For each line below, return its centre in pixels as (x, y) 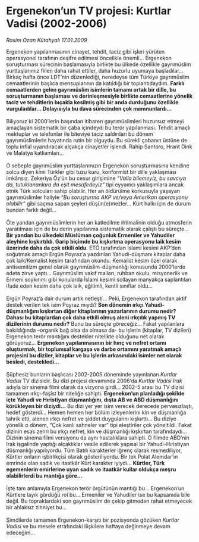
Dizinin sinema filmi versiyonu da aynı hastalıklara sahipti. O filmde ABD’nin (98, 437)
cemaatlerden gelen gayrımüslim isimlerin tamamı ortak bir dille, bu (91, 89)
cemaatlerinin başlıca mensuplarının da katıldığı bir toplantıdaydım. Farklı (95, 83)
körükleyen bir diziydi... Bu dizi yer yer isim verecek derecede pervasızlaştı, (100, 406)
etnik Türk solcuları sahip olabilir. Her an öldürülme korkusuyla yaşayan (93, 191)
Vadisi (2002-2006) (56, 24)
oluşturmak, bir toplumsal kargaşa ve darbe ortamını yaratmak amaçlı (94, 349)
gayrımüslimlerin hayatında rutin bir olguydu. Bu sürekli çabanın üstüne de (97, 140)
